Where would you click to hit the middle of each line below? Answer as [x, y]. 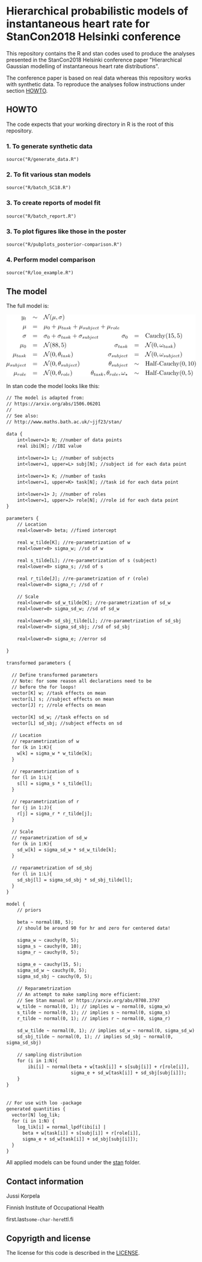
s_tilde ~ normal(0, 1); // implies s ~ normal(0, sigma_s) [94, 1013]
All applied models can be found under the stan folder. [74, 1163]
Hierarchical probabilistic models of [97, 11]
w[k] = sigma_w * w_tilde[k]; [55, 754]
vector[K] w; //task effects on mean [59, 693]
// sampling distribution [50, 1055]
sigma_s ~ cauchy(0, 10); [50, 947]
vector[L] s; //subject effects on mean [63, 699]
